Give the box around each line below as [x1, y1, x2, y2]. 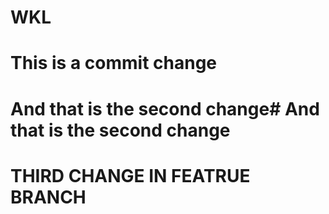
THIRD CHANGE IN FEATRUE [10, 164, 251, 187]
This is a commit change [10, 52, 217, 75]
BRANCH [10, 186, 87, 208]
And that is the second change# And [10, 97, 320, 120]
